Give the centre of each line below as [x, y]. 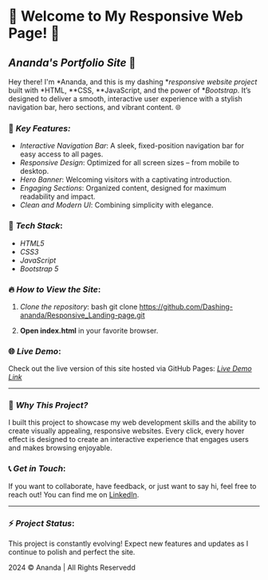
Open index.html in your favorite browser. [89, 330]
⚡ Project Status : [41, 523]
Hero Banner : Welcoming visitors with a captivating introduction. [126, 180]
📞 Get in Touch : [37, 468]
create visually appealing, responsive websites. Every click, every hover [126, 431]
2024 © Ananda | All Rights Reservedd [72, 568]
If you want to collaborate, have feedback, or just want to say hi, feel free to [132, 486]
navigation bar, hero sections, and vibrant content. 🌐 [95, 107]
